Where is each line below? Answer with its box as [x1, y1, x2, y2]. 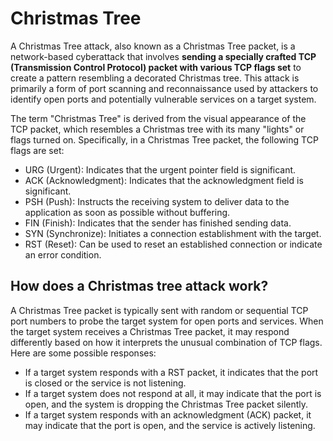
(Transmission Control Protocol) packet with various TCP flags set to [10, 61, 302, 73]
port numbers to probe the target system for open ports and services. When [10, 315, 324, 327]
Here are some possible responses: [10, 347, 157, 359]
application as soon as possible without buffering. [24, 206, 231, 218]
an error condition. [24, 248, 102, 261]
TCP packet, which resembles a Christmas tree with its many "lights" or [10, 123, 305, 135]
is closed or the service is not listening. [24, 377, 187, 389]
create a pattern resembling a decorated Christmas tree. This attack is [10, 72, 300, 84]
